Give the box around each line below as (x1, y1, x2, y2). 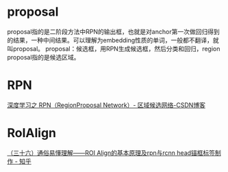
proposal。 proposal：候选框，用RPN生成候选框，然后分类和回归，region (12, 44, 220, 53)
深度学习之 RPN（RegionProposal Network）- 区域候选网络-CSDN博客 (7, 100, 205, 109)
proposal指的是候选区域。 (7, 53, 80, 61)
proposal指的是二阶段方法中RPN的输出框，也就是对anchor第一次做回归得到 (7, 27, 220, 35)
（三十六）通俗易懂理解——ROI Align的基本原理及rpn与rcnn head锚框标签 (7, 148, 216, 157)
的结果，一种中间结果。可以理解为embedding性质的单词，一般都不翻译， (7, 35, 214, 44)
